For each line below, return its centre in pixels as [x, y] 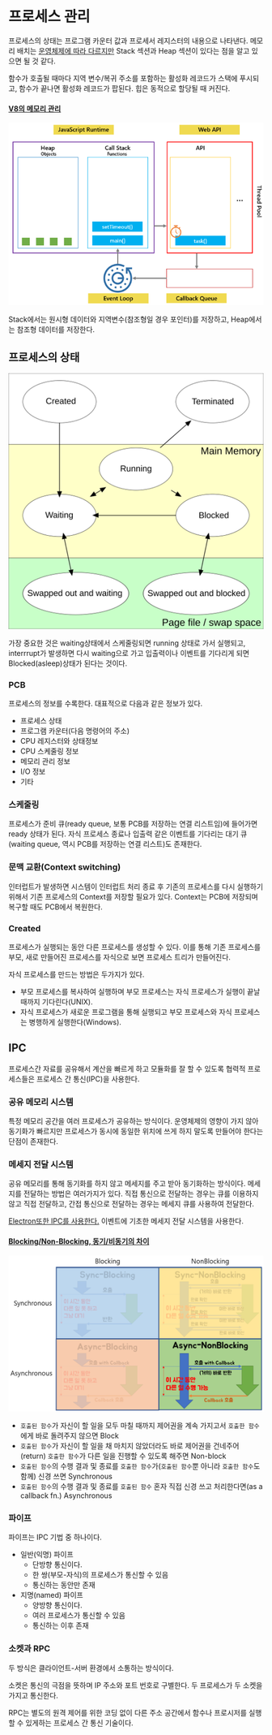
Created [25, 928]
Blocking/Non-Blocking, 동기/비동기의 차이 [79, 1241]
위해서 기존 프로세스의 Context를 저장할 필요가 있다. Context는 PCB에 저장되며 [134, 896]
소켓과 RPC [30, 1649]
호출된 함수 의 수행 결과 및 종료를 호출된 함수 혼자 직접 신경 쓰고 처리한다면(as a [141, 1487]
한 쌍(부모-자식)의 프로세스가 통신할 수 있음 [100, 1575]
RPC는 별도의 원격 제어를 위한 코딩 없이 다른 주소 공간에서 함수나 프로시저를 [127, 1712]
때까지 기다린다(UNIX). [56, 1001]
